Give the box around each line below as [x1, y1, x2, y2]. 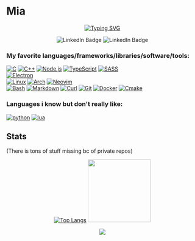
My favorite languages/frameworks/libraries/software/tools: [6, 51, 190, 60]
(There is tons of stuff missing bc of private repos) [6, 147, 133, 155]
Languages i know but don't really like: [6, 100, 123, 108]
